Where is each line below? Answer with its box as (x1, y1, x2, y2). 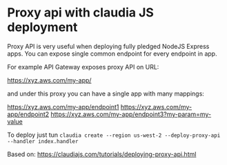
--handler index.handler (7, 137, 79, 145)
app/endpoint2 (7, 110, 50, 118)
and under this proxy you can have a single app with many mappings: (7, 89, 205, 98)
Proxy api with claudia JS (7, 5, 154, 21)
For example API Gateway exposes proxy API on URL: (7, 63, 159, 71)
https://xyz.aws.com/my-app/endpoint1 (7, 102, 119, 111)
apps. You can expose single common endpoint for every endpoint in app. (7, 49, 217, 58)
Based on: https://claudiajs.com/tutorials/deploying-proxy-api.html (7, 150, 197, 158)
